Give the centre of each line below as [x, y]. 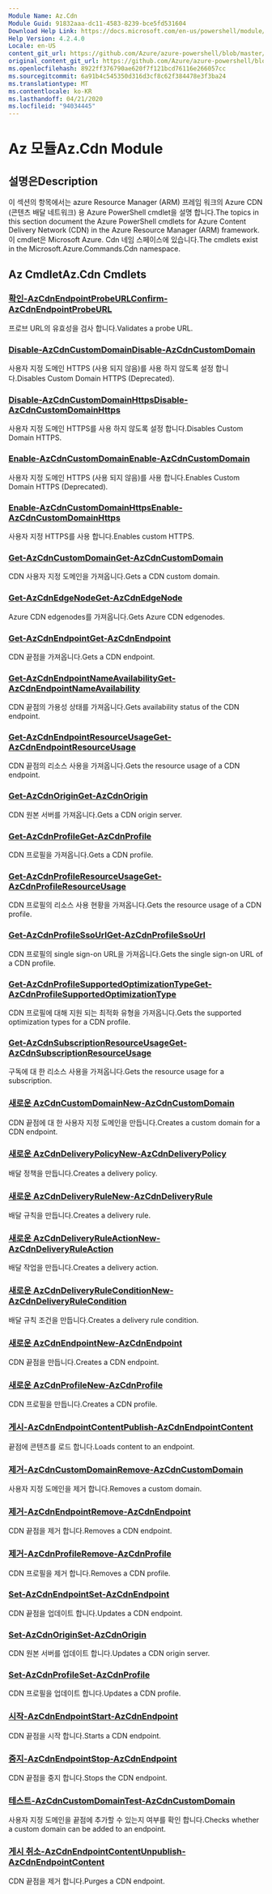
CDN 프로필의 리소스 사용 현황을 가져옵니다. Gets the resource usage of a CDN [135, 905]
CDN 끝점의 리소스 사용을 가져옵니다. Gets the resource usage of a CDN [124, 766]
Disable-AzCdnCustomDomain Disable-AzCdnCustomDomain [132, 349]
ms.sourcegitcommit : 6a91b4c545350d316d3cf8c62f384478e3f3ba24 [117, 76]
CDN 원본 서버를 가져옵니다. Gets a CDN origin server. [96, 814]
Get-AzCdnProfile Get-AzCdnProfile [80, 836]
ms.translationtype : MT [49, 83]
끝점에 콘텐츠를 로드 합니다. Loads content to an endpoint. [102, 1446]
